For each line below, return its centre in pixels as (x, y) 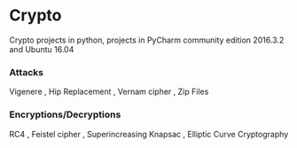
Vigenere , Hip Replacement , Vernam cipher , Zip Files (109, 92)
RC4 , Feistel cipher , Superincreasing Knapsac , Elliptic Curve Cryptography (149, 134)
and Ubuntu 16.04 (42, 49)
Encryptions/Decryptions (65, 114)
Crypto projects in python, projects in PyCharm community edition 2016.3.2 (147, 40)
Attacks (27, 72)
